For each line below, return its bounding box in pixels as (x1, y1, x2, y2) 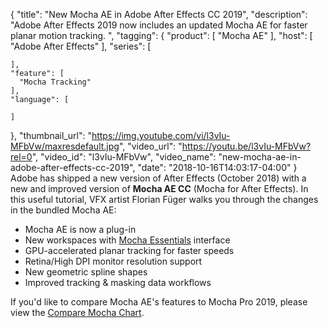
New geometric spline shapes (24, 266, 148, 278)
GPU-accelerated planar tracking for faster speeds (24, 245, 235, 256)
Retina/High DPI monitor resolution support (24, 255, 203, 267)
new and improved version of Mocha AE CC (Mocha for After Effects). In (10, 183, 309, 194)
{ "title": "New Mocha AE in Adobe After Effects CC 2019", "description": (10, 9, 308, 20)
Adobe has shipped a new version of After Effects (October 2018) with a (10, 172, 307, 184)
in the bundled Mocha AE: (10, 204, 117, 216)
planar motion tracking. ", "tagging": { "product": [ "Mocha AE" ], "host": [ (10, 30, 313, 41)
